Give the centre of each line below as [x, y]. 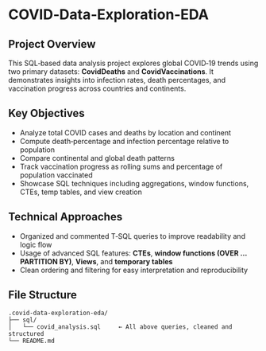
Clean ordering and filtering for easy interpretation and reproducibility [134, 270]
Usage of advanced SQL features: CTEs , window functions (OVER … [133, 253]
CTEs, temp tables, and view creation [81, 192]
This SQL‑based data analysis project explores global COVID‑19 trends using [133, 63]
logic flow [36, 244]
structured [26, 334]
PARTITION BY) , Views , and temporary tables [96, 261]
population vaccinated [56, 175]
